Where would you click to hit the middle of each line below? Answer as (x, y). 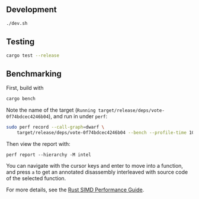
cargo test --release (33, 56)
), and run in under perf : (78, 116)
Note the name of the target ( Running (51, 110)
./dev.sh (17, 23)
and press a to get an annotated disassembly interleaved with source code (97, 172)
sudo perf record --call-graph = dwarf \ (55, 127)
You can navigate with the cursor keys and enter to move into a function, (95, 165)
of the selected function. (36, 178)
